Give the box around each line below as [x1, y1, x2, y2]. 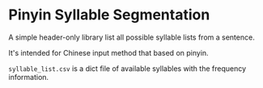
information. [8, 72, 49, 82]
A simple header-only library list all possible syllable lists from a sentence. [8, 32, 255, 42]
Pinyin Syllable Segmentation [8, 6, 210, 24]
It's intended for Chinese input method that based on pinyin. [8, 48, 209, 57]
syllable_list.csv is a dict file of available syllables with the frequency [8, 63, 247, 73]
